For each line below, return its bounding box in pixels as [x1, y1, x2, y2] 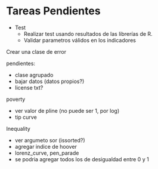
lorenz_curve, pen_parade [14, 149, 79, 156]
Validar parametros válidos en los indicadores [23, 36, 136, 44]
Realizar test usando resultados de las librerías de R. [23, 30, 153, 37]
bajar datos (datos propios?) [14, 78, 85, 85]
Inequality [6, 125, 31, 132]
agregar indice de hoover [14, 143, 78, 150]
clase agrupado [14, 71, 54, 78]
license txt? [14, 84, 44, 91]
